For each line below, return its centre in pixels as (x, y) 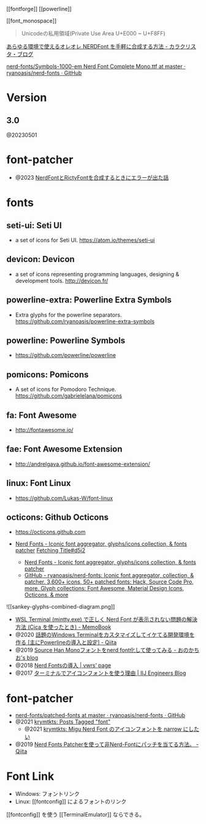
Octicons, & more (46, 595)
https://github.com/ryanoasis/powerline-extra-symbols (85, 321)
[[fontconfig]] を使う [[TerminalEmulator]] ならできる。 (76, 815)
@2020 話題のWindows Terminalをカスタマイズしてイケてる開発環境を (105, 635)
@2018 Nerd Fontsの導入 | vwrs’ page (63, 666)
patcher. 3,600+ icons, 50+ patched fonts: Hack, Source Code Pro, (109, 582)
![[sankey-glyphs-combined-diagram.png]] (61, 607)
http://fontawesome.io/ (44, 430)
